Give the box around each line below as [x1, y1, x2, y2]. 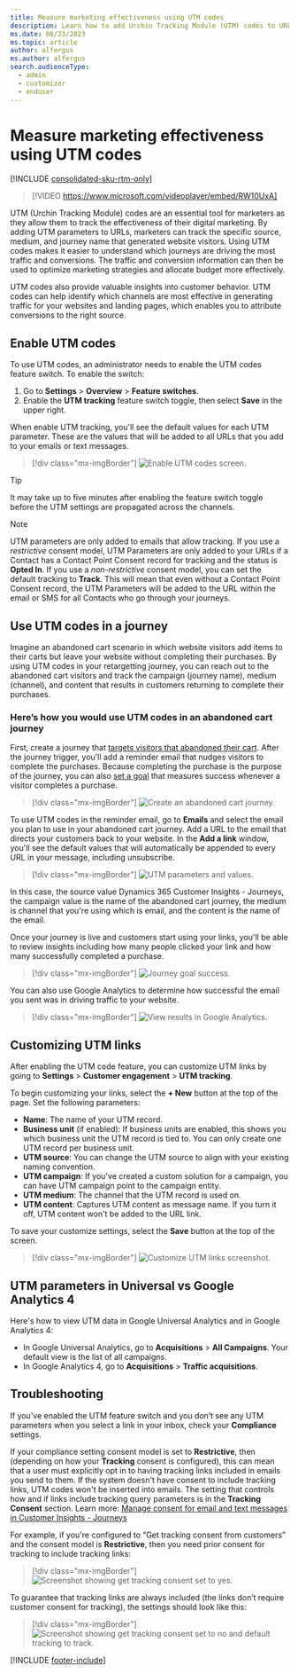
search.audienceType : [10, 63, 90, 72]
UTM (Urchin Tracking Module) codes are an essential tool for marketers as [10, 208, 286, 218]
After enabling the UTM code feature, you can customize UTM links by [10, 1061, 268, 1072]
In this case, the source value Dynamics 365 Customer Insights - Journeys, [10, 886, 285, 897]
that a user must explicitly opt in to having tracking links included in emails [10, 1465, 281, 1475]
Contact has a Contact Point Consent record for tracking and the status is [10, 555, 278, 566]
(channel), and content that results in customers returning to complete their [10, 680, 285, 690]
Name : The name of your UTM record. [22, 1114, 163, 1125]
